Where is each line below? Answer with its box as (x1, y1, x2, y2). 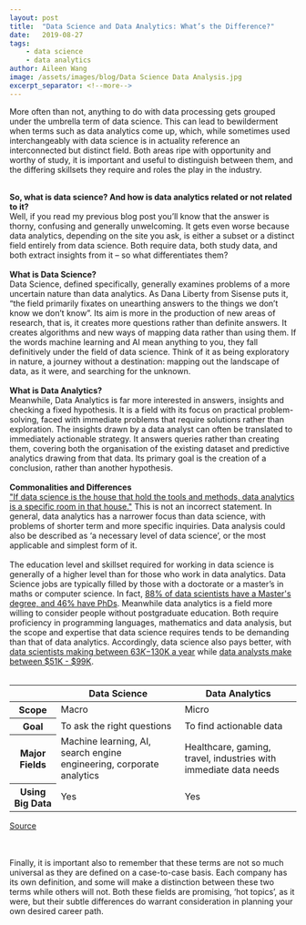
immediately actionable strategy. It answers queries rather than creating (9, 433, 280, 444)
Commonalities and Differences (9, 482, 132, 493)
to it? (9, 201, 29, 212)
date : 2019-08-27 (9, 30, 84, 39)
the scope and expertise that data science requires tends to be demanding (9, 626, 290, 637)
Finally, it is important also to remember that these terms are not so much (9, 857, 284, 868)
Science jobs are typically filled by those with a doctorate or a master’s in (9, 578, 284, 589)
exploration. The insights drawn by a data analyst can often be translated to (9, 423, 293, 434)
